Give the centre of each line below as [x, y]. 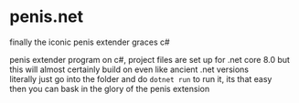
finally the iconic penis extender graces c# [90, 42]
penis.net [47, 17]
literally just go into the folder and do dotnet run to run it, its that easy [141, 78]
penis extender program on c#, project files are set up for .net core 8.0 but [150, 59]
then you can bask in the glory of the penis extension [110, 88]
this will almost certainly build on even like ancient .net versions [129, 69]
